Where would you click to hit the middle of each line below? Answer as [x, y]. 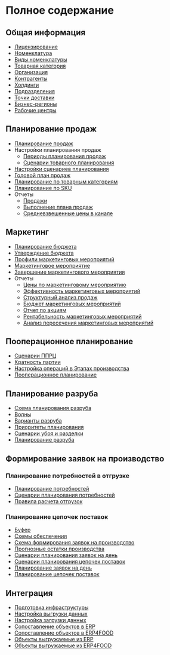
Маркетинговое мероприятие [52, 265]
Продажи [35, 200]
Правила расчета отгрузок [48, 501]
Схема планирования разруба [53, 408]
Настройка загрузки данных [50, 620]
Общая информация [46, 33]
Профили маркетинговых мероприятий [64, 259]
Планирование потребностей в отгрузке [67, 476]
